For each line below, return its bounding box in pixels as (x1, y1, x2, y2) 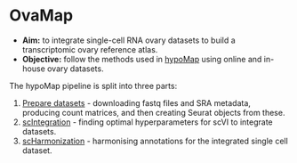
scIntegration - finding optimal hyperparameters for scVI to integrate (21, 117, 273, 127)
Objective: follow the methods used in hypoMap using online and (21, 53, 262, 64)
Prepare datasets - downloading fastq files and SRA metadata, (21, 97, 252, 108)
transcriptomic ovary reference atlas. (21, 44, 158, 54)
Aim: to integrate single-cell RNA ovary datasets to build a (21, 35, 236, 45)
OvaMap (9, 5, 74, 26)
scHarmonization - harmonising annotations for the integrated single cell (21, 135, 289, 146)
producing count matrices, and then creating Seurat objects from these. (21, 107, 285, 118)
